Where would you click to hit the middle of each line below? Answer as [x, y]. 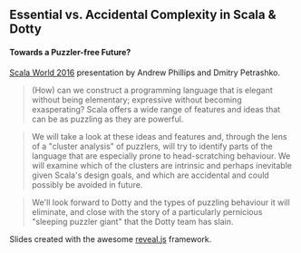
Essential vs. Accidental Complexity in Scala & [143, 15]
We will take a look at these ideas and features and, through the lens [159, 136]
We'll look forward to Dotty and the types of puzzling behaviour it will [160, 202]
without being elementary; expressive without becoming [136, 100]
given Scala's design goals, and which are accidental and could [150, 175]
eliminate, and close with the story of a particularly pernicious [147, 211]
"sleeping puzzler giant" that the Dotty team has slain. [132, 221]
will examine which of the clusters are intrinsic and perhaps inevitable [162, 165]
